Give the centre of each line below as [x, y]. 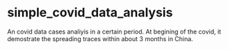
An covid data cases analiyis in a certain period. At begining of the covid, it [114, 32]
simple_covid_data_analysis [90, 13]
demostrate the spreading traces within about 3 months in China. [100, 38]
